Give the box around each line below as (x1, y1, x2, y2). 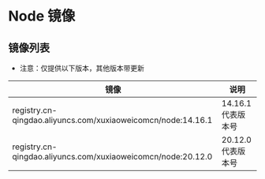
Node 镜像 (8, 7, 76, 25)
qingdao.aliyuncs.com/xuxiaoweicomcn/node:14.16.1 (12, 115, 213, 125)
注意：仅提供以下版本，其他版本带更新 (19, 64, 144, 73)
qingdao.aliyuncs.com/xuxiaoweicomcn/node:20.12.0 (12, 151, 213, 162)
